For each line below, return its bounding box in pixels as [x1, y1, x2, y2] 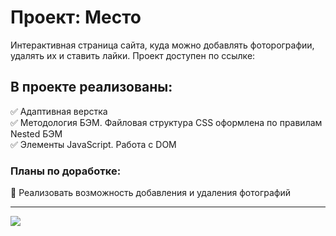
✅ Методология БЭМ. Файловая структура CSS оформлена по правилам [10, 116, 323, 128]
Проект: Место [10, 6, 142, 29]
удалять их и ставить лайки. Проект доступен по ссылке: [10, 49, 256, 61]
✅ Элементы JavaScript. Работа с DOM [10, 138, 177, 150]
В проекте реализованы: [10, 79, 173, 96]
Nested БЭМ [10, 127, 63, 140]
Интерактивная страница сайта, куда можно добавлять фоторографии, [10, 39, 315, 51]
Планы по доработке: [10, 164, 122, 178]
